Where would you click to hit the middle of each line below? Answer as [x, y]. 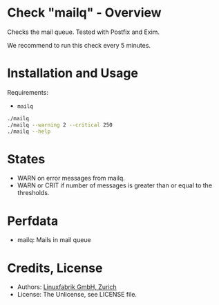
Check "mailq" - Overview [84, 13]
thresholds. [33, 193]
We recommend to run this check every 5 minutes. [79, 45]
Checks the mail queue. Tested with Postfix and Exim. [84, 32]
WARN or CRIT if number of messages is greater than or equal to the [115, 185]
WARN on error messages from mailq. [71, 178]
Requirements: [28, 92]
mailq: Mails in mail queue [54, 240]
